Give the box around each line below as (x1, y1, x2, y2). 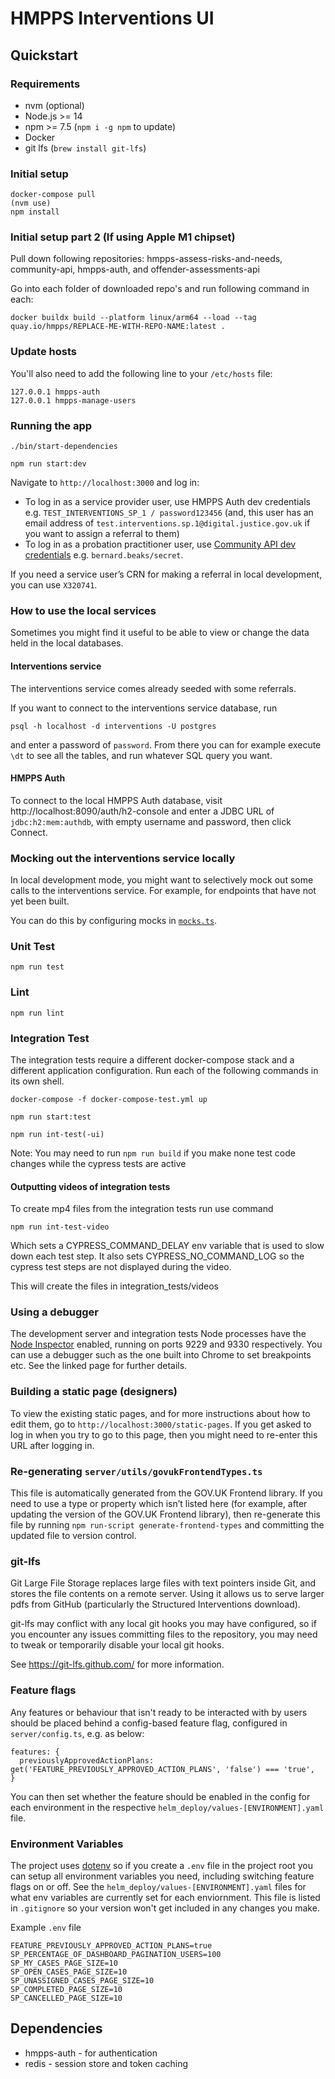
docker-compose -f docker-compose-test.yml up (10, 1094, 208, 1104)
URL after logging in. (10, 1439, 95, 1451)
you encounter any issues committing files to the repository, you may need (10, 1628, 318, 1641)
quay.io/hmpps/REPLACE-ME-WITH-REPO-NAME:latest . (10, 322, 226, 332)
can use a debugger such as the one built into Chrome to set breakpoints (10, 1349, 312, 1361)
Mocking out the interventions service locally (10, 851, 236, 865)
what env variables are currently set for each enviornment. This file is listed (10, 1891, 321, 1903)
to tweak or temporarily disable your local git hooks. (10, 1639, 225, 1651)
